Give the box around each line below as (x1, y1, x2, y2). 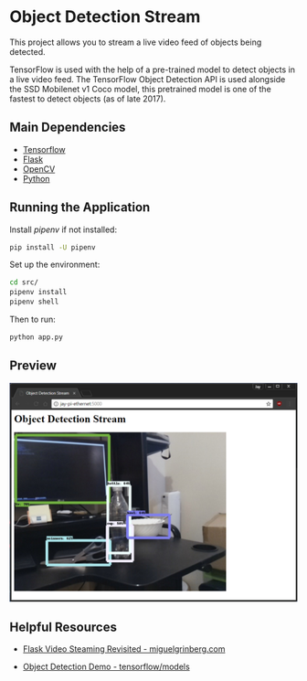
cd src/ (9, 278, 39, 287)
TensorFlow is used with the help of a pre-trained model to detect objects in (9, 64, 295, 75)
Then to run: (9, 314, 57, 325)
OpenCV (22, 163, 56, 175)
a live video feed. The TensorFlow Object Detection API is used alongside (9, 73, 286, 84)
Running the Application (9, 199, 151, 216)
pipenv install (9, 288, 68, 297)
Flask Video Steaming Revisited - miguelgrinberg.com (22, 644, 226, 654)
